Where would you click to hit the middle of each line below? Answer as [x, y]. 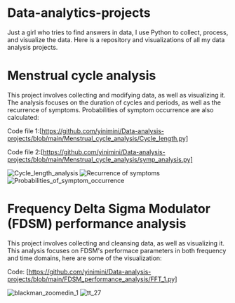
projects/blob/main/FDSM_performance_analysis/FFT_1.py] [92, 279]
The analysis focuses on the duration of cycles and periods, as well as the [114, 102]
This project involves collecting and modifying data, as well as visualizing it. [116, 95]
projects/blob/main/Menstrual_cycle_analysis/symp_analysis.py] [100, 159]
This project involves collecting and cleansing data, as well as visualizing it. [116, 243]
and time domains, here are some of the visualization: [85, 258]
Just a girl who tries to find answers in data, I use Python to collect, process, [118, 32]
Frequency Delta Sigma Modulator [109, 209]
